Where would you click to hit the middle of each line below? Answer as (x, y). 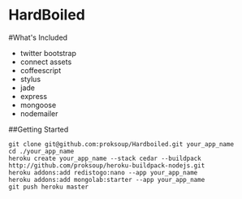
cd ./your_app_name (41, 151)
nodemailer (39, 113)
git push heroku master (49, 187)
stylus (30, 79)
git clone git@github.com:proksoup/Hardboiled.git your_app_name (121, 144)
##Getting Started (39, 129)
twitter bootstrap (48, 53)
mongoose (38, 105)
